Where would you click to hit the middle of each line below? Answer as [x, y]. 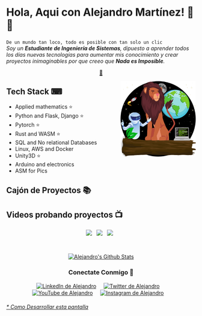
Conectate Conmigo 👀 [101, 272]
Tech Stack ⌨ [34, 92]
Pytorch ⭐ [27, 125]
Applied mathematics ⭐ [44, 106]
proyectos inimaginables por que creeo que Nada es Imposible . [86, 61]
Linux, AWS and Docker [44, 149]
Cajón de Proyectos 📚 [49, 190]
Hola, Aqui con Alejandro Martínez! [96, 12]
